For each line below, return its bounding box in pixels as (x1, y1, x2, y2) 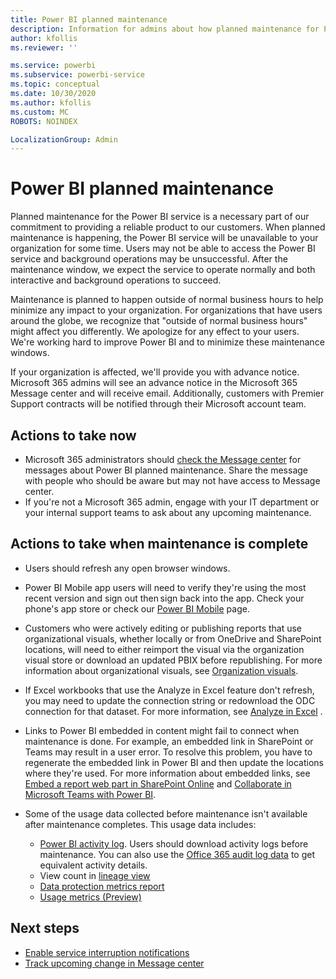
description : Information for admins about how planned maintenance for (10, 24, 320, 34)
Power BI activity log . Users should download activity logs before (39, 837, 309, 850)
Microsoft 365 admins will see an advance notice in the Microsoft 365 (10, 377, 298, 389)
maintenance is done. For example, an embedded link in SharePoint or (24, 735, 314, 747)
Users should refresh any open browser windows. (24, 562, 231, 574)
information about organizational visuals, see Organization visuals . (24, 664, 299, 676)
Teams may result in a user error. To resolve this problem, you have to (24, 746, 313, 758)
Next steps (10, 920, 80, 937)
